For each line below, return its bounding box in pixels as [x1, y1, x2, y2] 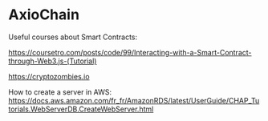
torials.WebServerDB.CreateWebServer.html [8, 104, 154, 114]
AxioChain [8, 6, 80, 24]
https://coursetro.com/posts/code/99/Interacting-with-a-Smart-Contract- [8, 47, 252, 57]
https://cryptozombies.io [8, 71, 90, 81]
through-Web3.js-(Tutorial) [8, 56, 97, 66]
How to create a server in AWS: [8, 87, 112, 97]
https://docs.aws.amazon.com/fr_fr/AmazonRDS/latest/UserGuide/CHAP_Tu [8, 95, 260, 105]
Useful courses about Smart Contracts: [8, 32, 138, 42]
